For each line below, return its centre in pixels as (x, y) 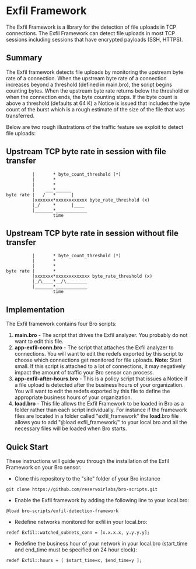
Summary (24, 58)
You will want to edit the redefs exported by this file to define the (92, 391)
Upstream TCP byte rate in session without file (92, 233)
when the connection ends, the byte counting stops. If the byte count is (92, 97)
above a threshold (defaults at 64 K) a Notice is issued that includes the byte (98, 103)
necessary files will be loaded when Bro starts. (71, 428)
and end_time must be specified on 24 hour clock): (76, 550)
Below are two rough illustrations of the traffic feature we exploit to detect (95, 127)
